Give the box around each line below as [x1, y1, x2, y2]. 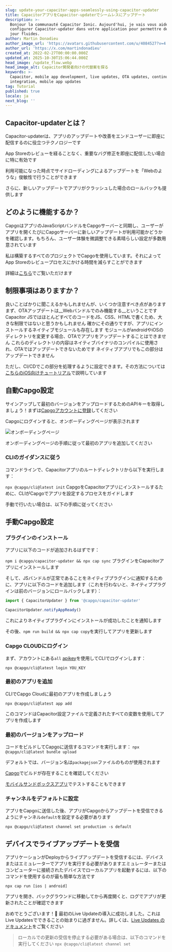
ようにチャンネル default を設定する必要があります [5, 814, 111, 820]
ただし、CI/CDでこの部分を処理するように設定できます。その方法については [5, 363, 165, 370]
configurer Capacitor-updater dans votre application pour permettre [10, 27, 161, 32]
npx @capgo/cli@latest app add [5, 701, 72, 706]
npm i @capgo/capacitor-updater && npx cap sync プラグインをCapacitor [5, 558, 160, 564]
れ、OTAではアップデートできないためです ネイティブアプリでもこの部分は [5, 346, 163, 352]
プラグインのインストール [5, 534, 68, 541]
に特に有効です [5, 157, 37, 163]
